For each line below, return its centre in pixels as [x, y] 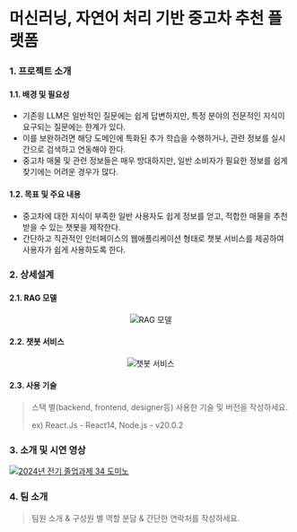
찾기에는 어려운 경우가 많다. [70, 172]
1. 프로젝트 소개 [40, 71]
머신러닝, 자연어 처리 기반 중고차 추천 [137, 18]
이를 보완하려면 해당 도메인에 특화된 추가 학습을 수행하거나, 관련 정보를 [145, 138]
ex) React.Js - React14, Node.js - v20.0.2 [107, 425]
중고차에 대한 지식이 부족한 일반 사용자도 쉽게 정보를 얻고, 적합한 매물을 [147, 215]
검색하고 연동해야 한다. [86, 150]
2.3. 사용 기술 [33, 386]
